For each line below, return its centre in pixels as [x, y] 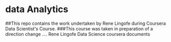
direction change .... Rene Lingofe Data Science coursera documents [78, 34]
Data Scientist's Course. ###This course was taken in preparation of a [79, 28]
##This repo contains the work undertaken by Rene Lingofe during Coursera [86, 23]
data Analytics [37, 9]
